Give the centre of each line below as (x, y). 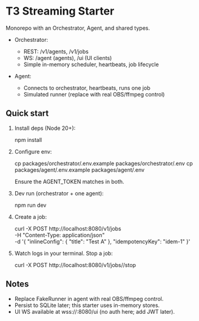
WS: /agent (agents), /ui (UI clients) (68, 58)
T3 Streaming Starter (60, 11)
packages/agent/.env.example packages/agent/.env (79, 170)
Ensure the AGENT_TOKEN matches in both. (69, 181)
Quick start (27, 113)
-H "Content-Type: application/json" (59, 235)
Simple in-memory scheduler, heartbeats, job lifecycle (91, 64)
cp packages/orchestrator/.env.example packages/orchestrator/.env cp (103, 163)
